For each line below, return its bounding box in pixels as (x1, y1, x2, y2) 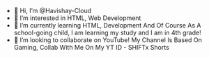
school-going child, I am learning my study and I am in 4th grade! (13, 28, 201, 37)
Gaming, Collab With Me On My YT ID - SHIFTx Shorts (13, 43, 169, 51)
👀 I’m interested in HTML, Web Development (13, 14, 141, 22)
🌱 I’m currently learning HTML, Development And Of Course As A (13, 21, 201, 29)
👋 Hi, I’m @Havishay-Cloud (13, 7, 92, 14)
